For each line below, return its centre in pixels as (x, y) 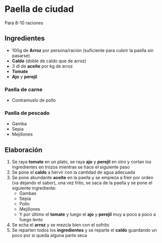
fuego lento (31, 220)
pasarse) (21, 55)
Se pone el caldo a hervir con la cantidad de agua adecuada (73, 172)
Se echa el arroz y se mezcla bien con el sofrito (60, 225)
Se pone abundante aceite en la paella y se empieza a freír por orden (82, 178)
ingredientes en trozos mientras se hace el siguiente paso (71, 167)
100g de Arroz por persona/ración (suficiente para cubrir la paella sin (83, 50)
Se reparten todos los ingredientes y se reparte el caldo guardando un (84, 230)
